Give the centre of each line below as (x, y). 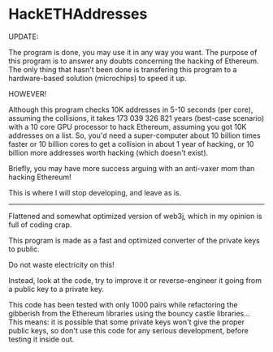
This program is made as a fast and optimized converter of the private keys (134, 240)
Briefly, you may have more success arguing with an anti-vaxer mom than (132, 168)
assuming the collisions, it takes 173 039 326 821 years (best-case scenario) (136, 118)
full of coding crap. (40, 225)
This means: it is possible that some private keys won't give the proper (127, 322)
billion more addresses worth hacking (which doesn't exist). (108, 152)
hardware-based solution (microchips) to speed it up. (97, 78)
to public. (24, 249)
